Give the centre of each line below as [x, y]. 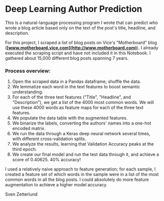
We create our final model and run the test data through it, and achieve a [86, 154]
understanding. [27, 92]
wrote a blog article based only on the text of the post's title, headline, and [80, 27]
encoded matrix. [29, 128]
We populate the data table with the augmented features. [70, 118]
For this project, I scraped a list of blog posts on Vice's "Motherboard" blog [81, 42]
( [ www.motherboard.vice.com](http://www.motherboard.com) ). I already [82, 48]
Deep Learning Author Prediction [74, 9]
